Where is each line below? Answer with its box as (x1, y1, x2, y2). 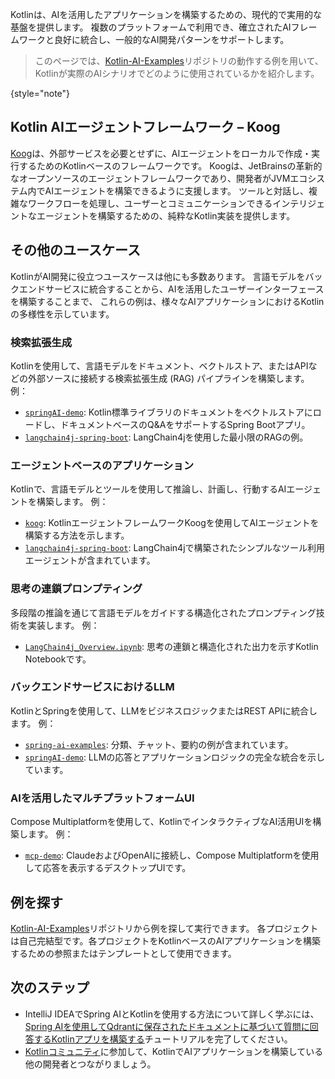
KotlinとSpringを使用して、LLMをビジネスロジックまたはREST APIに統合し (10, 704, 318, 717)
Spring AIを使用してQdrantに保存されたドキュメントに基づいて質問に (24, 1020, 310, 1032)
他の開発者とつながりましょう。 (24, 1058, 157, 1070)
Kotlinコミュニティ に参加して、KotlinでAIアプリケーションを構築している (24, 1045, 324, 1057)
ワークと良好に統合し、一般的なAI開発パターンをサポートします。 (18, 34, 290, 45)
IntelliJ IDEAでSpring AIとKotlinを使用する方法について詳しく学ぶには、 (24, 1008, 320, 1020)
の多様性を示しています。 (10, 308, 115, 320)
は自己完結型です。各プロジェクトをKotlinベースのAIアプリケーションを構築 (10, 934, 321, 947)
